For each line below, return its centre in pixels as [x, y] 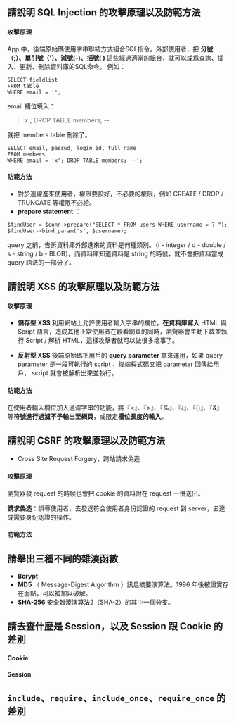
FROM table [23, 86]
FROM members [26, 154]
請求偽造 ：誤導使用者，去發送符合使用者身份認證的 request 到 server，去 [113, 508]
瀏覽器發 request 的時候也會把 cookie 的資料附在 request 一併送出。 [106, 493]
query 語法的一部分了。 [41, 262]
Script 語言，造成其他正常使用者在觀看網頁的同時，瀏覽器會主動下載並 [119, 332]
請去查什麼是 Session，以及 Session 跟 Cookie [110, 626]
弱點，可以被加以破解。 [58, 593]
